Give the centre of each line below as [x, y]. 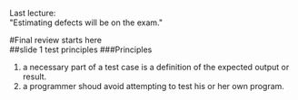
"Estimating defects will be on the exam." [86, 23]
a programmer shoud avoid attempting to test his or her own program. [153, 86]
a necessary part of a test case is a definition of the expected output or [156, 67]
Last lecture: [33, 13]
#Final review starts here [56, 40]
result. [35, 77]
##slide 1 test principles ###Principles [81, 50]
